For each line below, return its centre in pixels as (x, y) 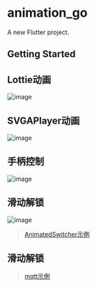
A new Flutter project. (38, 32)
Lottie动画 (29, 79)
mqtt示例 (37, 277)
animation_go (47, 13)
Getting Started (42, 54)
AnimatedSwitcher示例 (57, 234)
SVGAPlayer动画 (44, 120)
